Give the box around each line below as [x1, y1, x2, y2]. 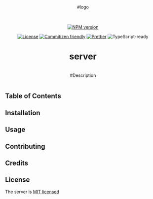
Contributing [5, 142, 45, 151]
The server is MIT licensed [5, 189, 59, 195]
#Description [70, 72, 96, 78]
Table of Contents [5, 92, 62, 100]
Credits [5, 159, 29, 167]
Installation [5, 108, 40, 117]
